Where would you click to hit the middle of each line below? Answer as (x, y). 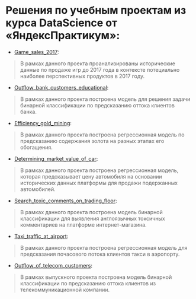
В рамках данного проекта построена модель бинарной (91, 212)
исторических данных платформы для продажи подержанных (99, 183)
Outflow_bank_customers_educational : (61, 87)
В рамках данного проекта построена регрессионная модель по (102, 135)
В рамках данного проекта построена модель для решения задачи (105, 99)
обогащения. (36, 147)
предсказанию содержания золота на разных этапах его (92, 141)
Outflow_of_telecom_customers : (53, 265)
